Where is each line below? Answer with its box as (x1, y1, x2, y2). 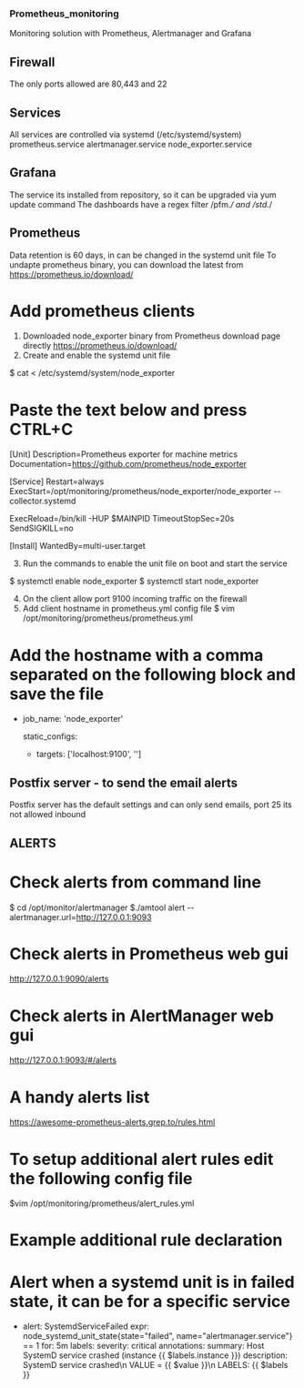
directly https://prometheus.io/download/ (22, 340, 177, 351)
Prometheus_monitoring (9, 7, 120, 20)
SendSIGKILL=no (9, 522, 75, 534)
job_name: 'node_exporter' (22, 714, 124, 724)
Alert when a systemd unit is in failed (9, 1271, 295, 1292)
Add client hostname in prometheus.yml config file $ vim (22, 603, 235, 614)
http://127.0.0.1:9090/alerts (9, 973, 109, 985)
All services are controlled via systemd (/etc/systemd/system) (9, 128, 242, 139)
